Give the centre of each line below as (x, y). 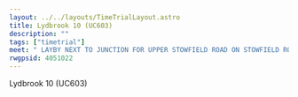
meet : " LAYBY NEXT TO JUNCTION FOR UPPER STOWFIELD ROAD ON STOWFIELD (144, 50)
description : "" (39, 34)
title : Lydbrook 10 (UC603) (61, 26)
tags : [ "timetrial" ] (47, 42)
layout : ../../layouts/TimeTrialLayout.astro (94, 17)
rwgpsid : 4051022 (41, 58)
